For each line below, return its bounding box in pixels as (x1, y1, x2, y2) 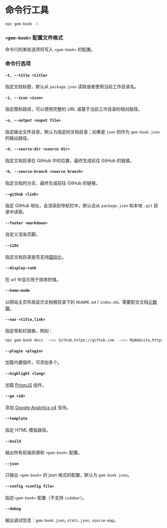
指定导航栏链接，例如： (5, 328, 53, 334)
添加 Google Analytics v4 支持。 (5, 404, 71, 410)
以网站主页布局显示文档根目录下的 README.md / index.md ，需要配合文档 (5, 299, 149, 305)
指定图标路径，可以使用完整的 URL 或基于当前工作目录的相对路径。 (5, 106, 143, 112)
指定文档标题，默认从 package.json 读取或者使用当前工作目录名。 (5, 83, 139, 90)
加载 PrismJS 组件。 (5, 382, 47, 388)
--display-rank (5, 266, 37, 271)
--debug (5, 507, 21, 512)
